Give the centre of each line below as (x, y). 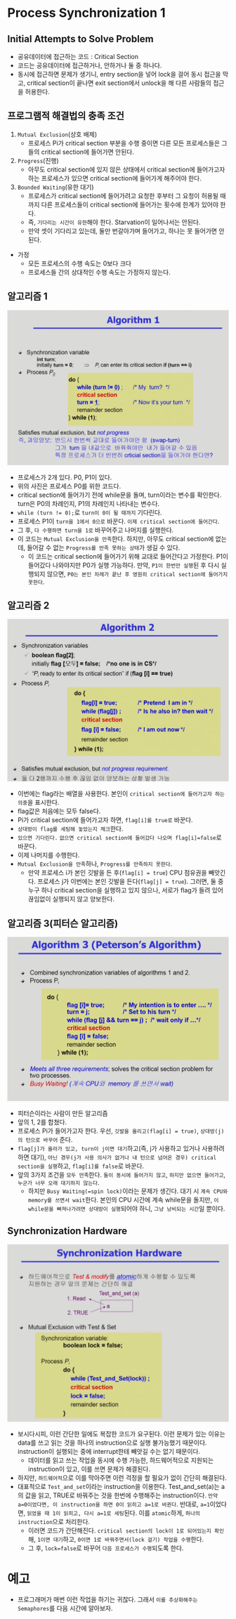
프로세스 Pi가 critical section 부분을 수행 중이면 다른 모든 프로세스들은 (124, 143)
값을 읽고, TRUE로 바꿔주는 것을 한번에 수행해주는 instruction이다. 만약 (122, 1495)
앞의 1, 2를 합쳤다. (42, 1121)
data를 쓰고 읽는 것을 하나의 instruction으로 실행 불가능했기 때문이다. (112, 1443)
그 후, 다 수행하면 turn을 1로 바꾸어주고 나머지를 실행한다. (96, 530)
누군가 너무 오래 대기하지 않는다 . (58, 1183)
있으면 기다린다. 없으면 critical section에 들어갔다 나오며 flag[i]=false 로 (120, 838)
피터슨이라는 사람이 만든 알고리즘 (63, 1113)
